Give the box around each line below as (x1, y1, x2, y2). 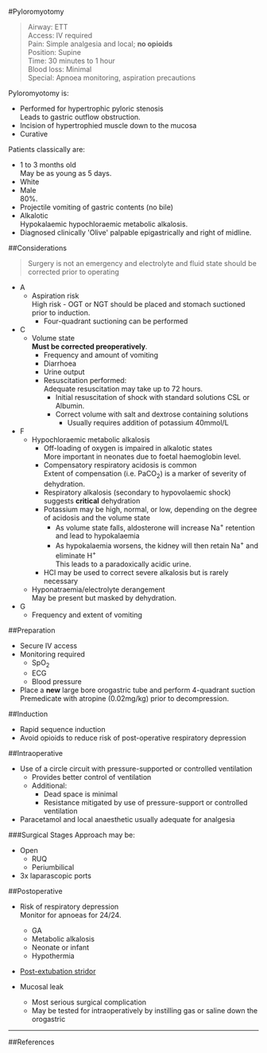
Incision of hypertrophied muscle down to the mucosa (19, 121, 197, 130)
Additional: (31, 781, 68, 790)
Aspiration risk (31, 291, 79, 300)
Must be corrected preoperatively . (31, 342, 148, 351)
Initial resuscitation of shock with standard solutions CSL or (55, 393, 250, 401)
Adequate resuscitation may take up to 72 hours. (43, 384, 203, 393)
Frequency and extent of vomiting (31, 609, 143, 620)
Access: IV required (27, 31, 93, 40)
